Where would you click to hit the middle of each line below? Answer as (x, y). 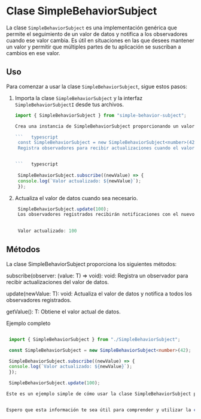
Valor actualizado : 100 (47, 231)
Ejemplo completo (28, 323)
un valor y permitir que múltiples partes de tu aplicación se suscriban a (94, 47)
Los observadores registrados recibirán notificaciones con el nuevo (106, 215)
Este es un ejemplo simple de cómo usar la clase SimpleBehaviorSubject (99, 394)
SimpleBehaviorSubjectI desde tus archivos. (69, 104)
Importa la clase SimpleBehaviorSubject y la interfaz (79, 98)
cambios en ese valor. (33, 53)
